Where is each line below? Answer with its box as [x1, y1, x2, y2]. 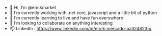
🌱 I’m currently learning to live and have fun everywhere [9, 15, 124, 20]
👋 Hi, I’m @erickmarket [9, 5, 56, 10]
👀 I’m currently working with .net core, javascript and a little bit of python [9, 10, 157, 16]
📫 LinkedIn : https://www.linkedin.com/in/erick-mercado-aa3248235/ [9, 26, 152, 31]
